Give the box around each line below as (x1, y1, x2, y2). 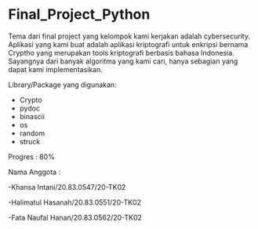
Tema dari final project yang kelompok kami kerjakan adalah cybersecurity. (8, 31, 251, 41)
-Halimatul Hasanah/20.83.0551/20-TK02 (8, 198, 141, 207)
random (19, 128, 45, 138)
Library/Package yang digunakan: (8, 80, 117, 89)
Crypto (19, 95, 42, 104)
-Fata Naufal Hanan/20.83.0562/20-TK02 (8, 213, 143, 222)
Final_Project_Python (8, 5, 151, 24)
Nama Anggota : (8, 167, 61, 176)
